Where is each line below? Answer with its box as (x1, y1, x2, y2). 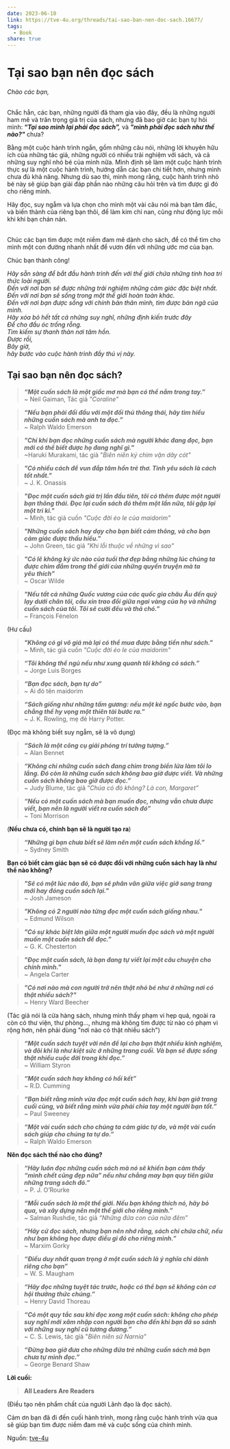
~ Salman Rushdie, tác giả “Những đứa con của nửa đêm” (23, 1213, 188, 1221)
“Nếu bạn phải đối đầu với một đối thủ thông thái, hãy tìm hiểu (23, 408, 205, 416)
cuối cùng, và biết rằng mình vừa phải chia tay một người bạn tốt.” (23, 1102, 217, 1110)
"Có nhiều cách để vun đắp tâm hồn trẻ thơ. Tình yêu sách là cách (23, 464, 217, 472)
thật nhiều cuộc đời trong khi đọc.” (23, 1053, 125, 1062)
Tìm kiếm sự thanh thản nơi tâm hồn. (7, 328, 112, 336)
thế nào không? (7, 865, 53, 874)
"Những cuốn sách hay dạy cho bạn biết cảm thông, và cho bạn (23, 527, 211, 535)
